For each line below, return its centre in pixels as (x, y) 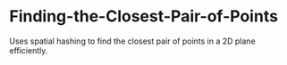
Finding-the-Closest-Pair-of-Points (144, 16)
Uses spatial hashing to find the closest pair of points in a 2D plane (133, 41)
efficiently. (29, 50)
